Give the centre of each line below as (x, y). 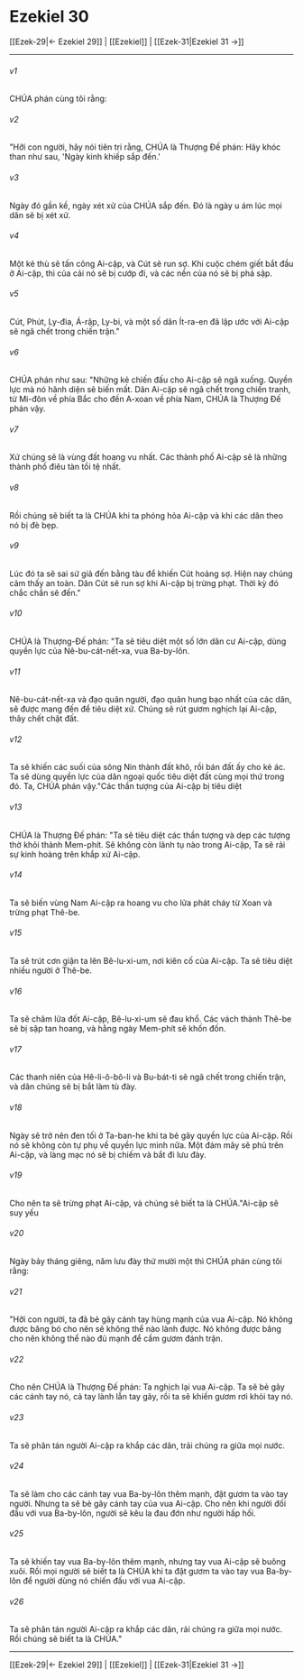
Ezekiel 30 (49, 17)
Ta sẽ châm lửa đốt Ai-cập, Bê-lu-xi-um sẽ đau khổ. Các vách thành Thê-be (151, 1019)
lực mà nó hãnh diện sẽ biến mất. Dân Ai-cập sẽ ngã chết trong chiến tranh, (150, 390)
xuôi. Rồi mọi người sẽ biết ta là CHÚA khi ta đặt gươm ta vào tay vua (137, 1572)
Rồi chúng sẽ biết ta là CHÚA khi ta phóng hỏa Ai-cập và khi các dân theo (147, 515)
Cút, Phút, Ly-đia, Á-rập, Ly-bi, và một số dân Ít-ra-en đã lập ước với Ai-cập (149, 321)
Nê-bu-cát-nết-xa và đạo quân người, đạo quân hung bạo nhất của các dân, (151, 700)
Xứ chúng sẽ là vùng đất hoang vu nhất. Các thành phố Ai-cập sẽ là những (148, 457)
